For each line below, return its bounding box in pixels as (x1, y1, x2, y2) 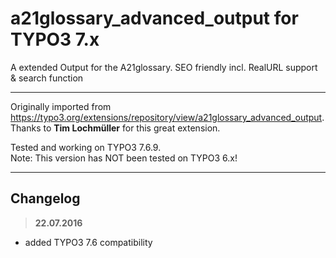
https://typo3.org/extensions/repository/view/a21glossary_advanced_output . (10, 111, 325, 123)
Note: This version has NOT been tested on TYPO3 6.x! (10, 152, 238, 164)
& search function (10, 72, 84, 84)
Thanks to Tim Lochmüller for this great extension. (10, 122, 221, 134)
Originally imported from (10, 100, 112, 112)
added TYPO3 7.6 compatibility (24, 236, 153, 248)
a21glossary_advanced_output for (10, 7, 299, 30)
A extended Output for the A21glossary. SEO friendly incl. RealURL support (10, 61, 318, 73)
